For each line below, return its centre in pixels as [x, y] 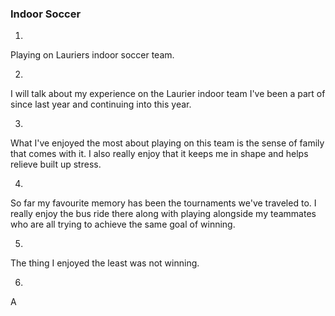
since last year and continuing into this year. [101, 104]
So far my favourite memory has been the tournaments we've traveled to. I [163, 203]
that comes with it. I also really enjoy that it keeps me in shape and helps [159, 154]
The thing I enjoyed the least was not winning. [105, 263]
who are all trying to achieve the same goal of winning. [123, 224]
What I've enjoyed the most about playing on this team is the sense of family [167, 143]
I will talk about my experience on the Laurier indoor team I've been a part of [168, 94]
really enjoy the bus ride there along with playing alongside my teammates [163, 214]
